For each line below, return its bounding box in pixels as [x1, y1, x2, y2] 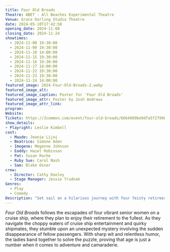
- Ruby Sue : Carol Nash [10, 158, 60, 163]
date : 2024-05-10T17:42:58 [5, 21, 62, 27]
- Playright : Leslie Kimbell [5, 125, 67, 130]
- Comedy [10, 191, 28, 196]
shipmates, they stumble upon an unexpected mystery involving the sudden [5, 226, 163, 232]
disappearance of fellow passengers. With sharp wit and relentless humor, [5, 231, 160, 237]
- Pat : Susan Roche [10, 153, 51, 158]
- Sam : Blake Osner [10, 162, 51, 167]
